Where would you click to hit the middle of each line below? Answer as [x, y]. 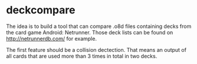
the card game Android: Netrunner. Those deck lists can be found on [90, 32]
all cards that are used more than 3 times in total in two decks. [82, 56]
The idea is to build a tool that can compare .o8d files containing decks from [99, 26]
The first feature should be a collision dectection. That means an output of [96, 49]
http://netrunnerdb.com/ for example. [52, 38]
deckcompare [41, 10]
